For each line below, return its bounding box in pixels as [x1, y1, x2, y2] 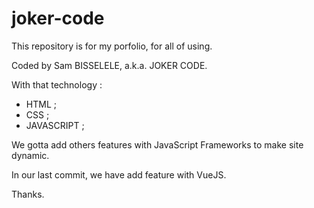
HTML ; [25, 98, 57, 110]
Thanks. [11, 188, 45, 200]
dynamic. [11, 149, 50, 161]
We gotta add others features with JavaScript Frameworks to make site [11, 138, 304, 151]
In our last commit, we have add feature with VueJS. [11, 168, 227, 181]
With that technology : [11, 78, 103, 91]
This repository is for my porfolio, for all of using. [11, 40, 213, 52]
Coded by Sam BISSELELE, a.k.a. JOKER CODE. [11, 59, 208, 71]
